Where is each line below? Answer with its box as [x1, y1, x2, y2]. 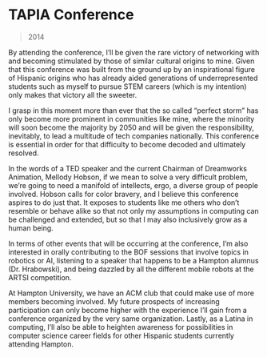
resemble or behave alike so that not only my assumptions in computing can [8, 206, 259, 215]
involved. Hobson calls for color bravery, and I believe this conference [8, 189, 239, 199]
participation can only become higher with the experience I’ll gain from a [8, 305, 248, 315]
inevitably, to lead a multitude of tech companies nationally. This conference [8, 130, 260, 141]
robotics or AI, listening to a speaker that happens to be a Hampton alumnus [8, 255, 259, 265]
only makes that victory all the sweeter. [8, 90, 137, 99]
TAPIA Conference [8, 6, 134, 24]
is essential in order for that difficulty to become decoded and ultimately [8, 139, 246, 149]
